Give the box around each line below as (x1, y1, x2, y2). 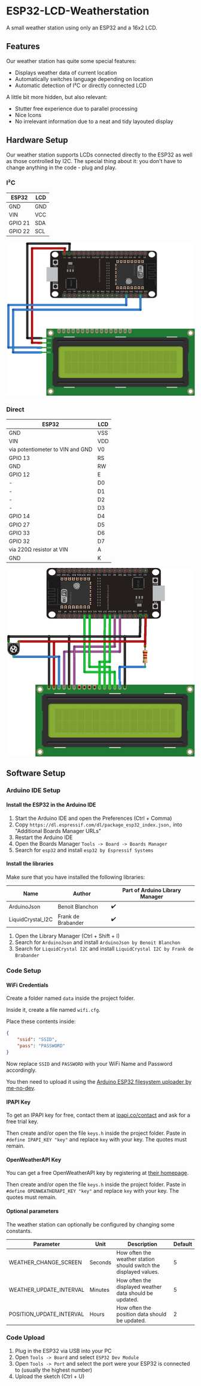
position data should (116, 1310, 166, 1318)
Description (127, 1240, 157, 1248)
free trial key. (6, 1118, 39, 1125)
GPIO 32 (8, 538, 30, 545)
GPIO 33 (8, 529, 30, 536)
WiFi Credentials (6, 981, 49, 988)
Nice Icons (14, 111, 42, 118)
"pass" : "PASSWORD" (17, 1043, 66, 1049)
